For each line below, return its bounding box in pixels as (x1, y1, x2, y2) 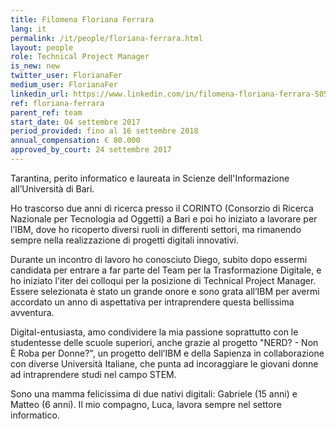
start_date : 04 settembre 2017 (10, 117, 141, 127)
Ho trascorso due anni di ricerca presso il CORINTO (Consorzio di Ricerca (10, 202, 314, 214)
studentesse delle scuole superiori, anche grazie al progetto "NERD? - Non (10, 336, 319, 348)
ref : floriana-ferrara (10, 98, 105, 108)
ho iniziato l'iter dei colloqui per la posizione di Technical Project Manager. (10, 274, 317, 286)
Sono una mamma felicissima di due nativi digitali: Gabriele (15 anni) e (10, 387, 298, 400)
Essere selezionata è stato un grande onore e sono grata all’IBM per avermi (10, 285, 320, 297)
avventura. (10, 306, 55, 318)
